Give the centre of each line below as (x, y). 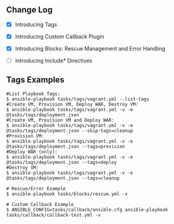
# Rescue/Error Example (36, 188)
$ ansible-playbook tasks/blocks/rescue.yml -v (67, 194)
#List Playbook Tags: (33, 94)
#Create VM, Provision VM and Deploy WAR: (60, 120)
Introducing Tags (36, 24)
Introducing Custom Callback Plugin (59, 36)
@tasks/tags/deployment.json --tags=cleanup (63, 178)
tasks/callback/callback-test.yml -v (54, 215)
